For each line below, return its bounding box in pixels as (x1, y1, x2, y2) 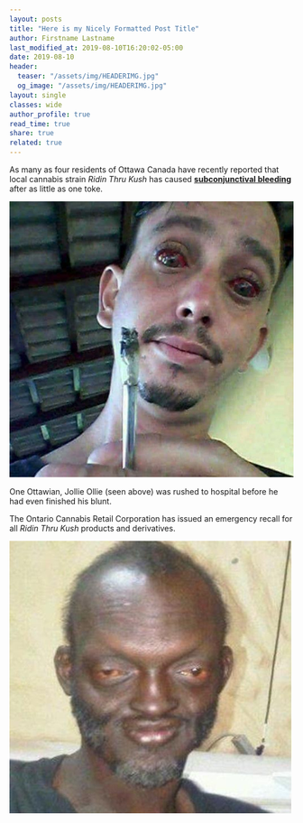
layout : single (9, 90, 67, 99)
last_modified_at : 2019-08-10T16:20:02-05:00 (9, 43, 183, 52)
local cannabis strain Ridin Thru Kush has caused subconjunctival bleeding (9, 174, 291, 184)
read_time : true (9, 119, 70, 128)
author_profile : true (9, 109, 91, 119)
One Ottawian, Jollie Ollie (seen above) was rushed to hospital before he (9, 486, 279, 497)
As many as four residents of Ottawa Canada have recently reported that (9, 164, 280, 175)
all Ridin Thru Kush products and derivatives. (9, 523, 176, 534)
